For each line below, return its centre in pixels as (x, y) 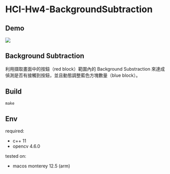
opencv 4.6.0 (26, 147)
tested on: (16, 156)
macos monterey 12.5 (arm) (41, 166)
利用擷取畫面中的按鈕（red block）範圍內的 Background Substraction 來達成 (85, 69)
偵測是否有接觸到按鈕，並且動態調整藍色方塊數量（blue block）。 (73, 75)
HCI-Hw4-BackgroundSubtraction (79, 9)
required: (15, 131)
